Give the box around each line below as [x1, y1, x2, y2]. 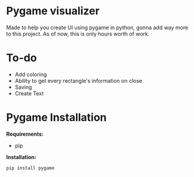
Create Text [14, 89, 44, 97]
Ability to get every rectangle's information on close [14, 77, 143, 84]
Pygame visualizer [6, 4, 100, 18]
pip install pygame [6, 165, 55, 171]
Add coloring [14, 70, 47, 78]
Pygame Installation [6, 111, 107, 125]
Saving [14, 83, 32, 91]
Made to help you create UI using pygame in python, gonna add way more [6, 24, 189, 31]
